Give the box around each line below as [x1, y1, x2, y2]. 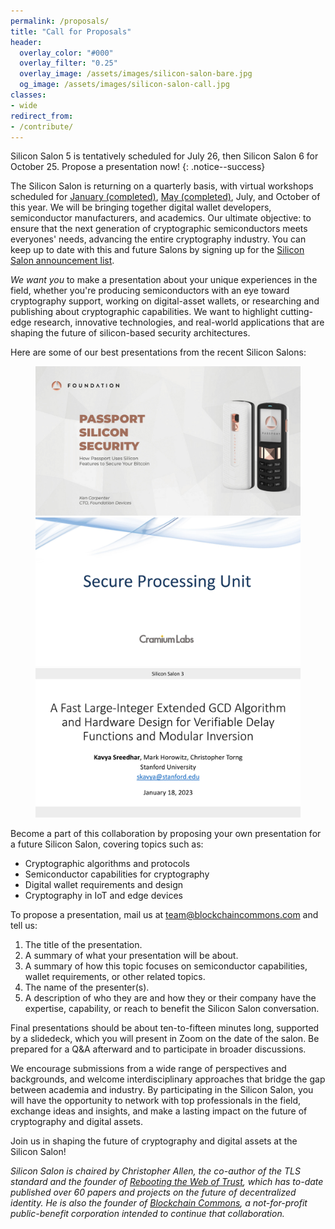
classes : [10, 90, 47, 100]
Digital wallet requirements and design [24, 878, 184, 890]
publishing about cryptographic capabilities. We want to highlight [10, 306, 278, 318]
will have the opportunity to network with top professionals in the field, [10, 1094, 302, 1106]
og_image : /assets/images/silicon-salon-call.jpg [19, 80, 230, 90]
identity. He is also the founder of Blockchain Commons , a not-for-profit [10, 1196, 308, 1209]
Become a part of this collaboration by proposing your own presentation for [10, 827, 322, 839]
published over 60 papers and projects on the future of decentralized [10, 1186, 297, 1198]
